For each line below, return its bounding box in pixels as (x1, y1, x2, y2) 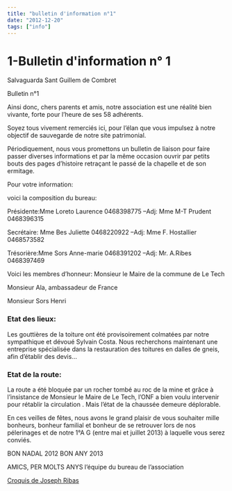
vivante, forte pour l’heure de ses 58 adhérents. (7, 111, 144, 119)
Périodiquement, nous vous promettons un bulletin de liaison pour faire (7, 145, 210, 153)
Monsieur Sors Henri (7, 297, 67, 305)
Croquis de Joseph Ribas (7, 476, 79, 484)
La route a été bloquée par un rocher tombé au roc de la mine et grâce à (7, 385, 214, 394)
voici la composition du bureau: (7, 194, 97, 202)
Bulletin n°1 (7, 90, 40, 98)
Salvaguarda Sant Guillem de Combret (7, 76, 117, 84)
